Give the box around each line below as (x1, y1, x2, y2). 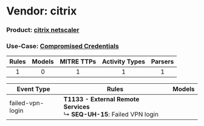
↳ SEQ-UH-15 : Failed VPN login (63, 110, 159, 119)
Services (63, 102, 90, 111)
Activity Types (102, 57, 146, 66)
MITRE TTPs (59, 57, 97, 66)
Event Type (16, 85, 50, 93)
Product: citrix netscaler (6, 26, 80, 34)
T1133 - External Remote (63, 95, 140, 104)
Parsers (151, 57, 174, 66)
